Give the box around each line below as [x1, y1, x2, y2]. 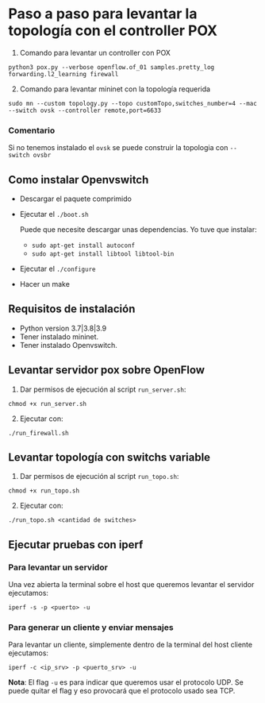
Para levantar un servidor [8, 562, 109, 573]
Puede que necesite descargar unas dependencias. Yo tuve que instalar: [19, 225, 258, 234]
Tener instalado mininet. [19, 331, 99, 342]
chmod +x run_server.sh [8, 400, 87, 408]
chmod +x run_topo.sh [8, 487, 80, 495]
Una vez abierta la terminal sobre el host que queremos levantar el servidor [8, 580, 255, 589]
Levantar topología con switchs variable [8, 450, 211, 465]
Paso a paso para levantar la [8, 5, 198, 23]
